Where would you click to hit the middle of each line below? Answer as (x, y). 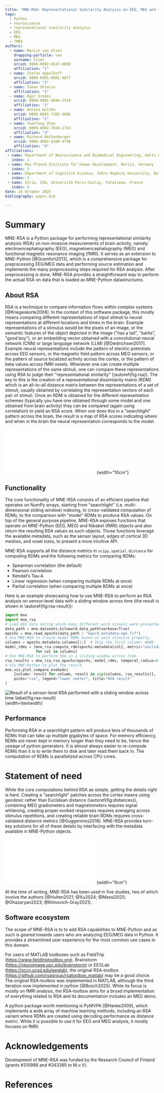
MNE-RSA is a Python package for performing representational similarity (78, 238)
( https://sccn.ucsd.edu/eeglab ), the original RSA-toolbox (62, 970)
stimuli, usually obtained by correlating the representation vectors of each (79, 390)
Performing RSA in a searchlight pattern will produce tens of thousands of (79, 730)
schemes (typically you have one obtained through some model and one (78, 401)
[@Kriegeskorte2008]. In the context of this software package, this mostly (80, 312)
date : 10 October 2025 (28, 191)
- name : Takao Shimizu (32, 87)
